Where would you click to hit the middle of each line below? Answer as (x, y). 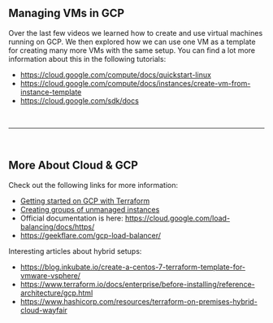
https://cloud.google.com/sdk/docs (80, 100)
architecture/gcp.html (56, 293)
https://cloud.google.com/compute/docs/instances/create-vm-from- (135, 83)
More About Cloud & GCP (73, 166)
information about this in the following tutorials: (87, 59)
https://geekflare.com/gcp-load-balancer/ (90, 235)
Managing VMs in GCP (66, 13)
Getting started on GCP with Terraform (85, 201)
